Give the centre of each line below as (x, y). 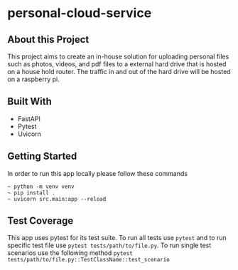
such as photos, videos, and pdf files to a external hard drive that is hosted (117, 64)
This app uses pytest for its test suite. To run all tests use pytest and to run (117, 238)
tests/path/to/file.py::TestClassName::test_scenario (89, 260)
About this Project (48, 40)
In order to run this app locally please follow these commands (98, 173)
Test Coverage (40, 221)
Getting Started (42, 156)
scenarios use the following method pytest (70, 253)
